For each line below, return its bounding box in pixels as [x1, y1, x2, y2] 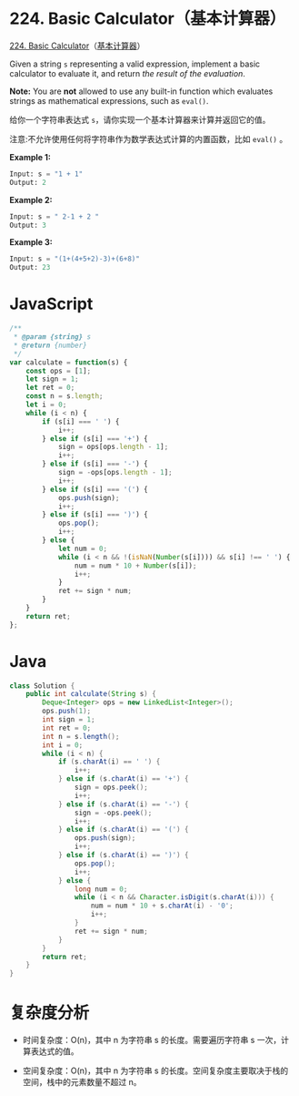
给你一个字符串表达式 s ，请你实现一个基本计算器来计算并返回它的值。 [9, 114, 271, 125]
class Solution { [9, 681, 75, 691]
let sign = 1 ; [25, 374, 79, 384]
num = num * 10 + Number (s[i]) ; [74, 561, 197, 570]
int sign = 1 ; [42, 715, 95, 724]
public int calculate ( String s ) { [25, 690, 156, 699]
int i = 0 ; [42, 740, 84, 750]
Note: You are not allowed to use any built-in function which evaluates [9, 86, 274, 97]
